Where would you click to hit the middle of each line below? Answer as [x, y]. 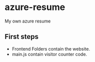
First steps [21, 37]
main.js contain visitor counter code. [49, 54]
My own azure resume [28, 21]
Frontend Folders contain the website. [51, 48]
